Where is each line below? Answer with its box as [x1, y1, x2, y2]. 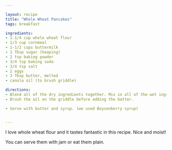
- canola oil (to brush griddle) [5, 78, 77, 83]
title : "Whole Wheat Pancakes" [5, 16, 72, 22]
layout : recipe [5, 12, 38, 17]
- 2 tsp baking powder [5, 54, 54, 59]
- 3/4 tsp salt [5, 64, 38, 69]
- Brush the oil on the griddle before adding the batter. [5, 96, 134, 102]
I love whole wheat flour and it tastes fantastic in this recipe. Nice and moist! [5, 129, 166, 135]
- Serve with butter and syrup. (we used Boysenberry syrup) [5, 106, 139, 111]
